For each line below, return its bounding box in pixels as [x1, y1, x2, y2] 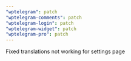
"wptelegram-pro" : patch [5, 31, 69, 37]
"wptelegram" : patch [5, 8, 58, 15]
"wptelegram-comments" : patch [5, 14, 82, 21]
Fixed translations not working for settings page [5, 48, 126, 55]
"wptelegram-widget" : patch [5, 25, 77, 32]
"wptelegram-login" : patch [5, 20, 74, 26]
